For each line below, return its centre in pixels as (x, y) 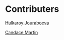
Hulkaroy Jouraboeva (27, 23)
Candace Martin (22, 32)
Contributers (32, 9)
